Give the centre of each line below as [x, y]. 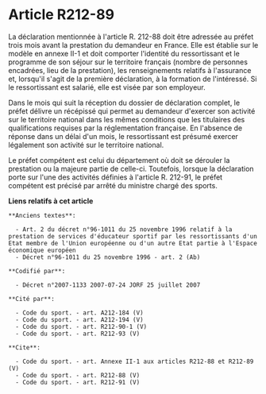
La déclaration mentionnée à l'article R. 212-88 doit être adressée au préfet [131, 37]
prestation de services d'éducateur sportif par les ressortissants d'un [133, 236]
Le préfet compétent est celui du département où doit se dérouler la [119, 160]
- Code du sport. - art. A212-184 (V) [80, 313]
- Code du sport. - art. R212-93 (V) [78, 334]
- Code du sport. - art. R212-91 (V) [78, 382]
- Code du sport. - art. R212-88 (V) [78, 375]
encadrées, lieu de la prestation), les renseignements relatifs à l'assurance [130, 70]
